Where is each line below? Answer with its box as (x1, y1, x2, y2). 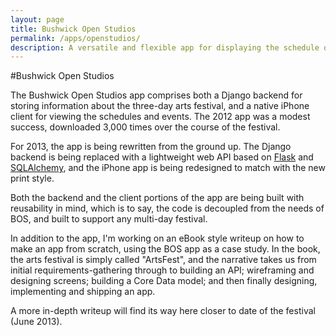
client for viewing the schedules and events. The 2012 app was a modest (10, 111, 311, 123)
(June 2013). (10, 316, 63, 328)
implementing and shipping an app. (10, 286, 156, 298)
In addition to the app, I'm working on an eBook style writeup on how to (10, 232, 305, 245)
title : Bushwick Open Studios (10, 24, 137, 34)
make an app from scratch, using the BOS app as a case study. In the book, (10, 243, 321, 255)
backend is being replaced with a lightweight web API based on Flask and (10, 151, 314, 163)
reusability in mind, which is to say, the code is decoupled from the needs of (10, 202, 325, 215)
